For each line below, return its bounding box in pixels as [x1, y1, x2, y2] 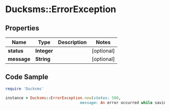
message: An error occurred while [80, 100, 153, 105]
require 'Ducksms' [5, 86, 44, 91]
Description [58, 39, 87, 46]
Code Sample [5, 72, 49, 82]
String [35, 56, 51, 62]
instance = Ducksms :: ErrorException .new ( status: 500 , [5, 95, 121, 100]
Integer [35, 47, 53, 54]
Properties [5, 24, 39, 32]
